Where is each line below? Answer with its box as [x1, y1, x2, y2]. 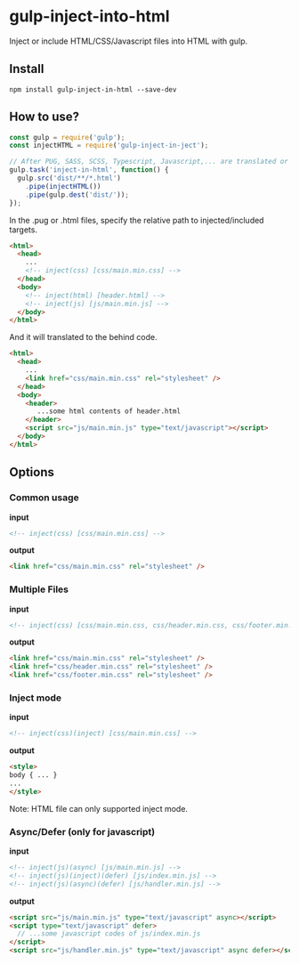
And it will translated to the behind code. [9, 332, 158, 343]
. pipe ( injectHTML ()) [25, 182, 101, 190]
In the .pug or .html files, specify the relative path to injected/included [9, 215, 264, 225]
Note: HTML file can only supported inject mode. [9, 803, 189, 814]
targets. [9, 224, 38, 235]
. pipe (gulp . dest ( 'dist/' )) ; [25, 190, 129, 199]
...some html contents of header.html [36, 407, 181, 416]
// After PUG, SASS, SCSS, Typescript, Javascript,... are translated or [9, 158, 289, 166]
